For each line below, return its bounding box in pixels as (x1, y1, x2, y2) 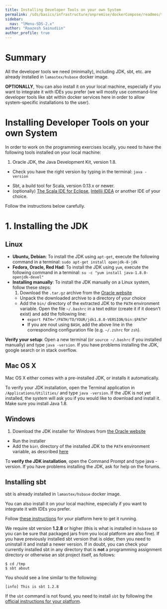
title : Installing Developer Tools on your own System (5, 7, 121, 12)
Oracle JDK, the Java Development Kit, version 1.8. (12, 159, 117, 165)
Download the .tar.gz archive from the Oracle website (19, 290, 132, 296)
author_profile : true (5, 30, 50, 35)
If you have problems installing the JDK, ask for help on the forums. (22, 463, 161, 469)
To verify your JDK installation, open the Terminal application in (5, 384, 135, 390)
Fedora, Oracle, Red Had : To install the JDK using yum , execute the (12, 264, 149, 270)
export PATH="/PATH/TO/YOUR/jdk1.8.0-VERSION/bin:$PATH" (27, 317, 148, 322)
